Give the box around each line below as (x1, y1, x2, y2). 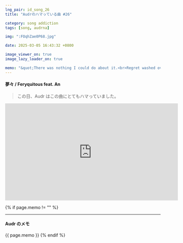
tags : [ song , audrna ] (5, 25, 50, 30)
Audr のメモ (5, 221, 30, 227)
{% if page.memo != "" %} (5, 204, 59, 210)
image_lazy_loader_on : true (5, 57, 63, 62)
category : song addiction (5, 21, 58, 26)
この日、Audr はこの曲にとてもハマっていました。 (17, 93, 119, 99)
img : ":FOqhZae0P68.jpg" (5, 34, 56, 39)
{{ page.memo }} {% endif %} (5, 232, 66, 238)
